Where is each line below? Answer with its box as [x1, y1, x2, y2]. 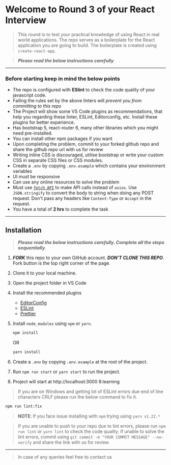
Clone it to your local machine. [12, 270, 77, 276]
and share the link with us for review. [33, 439, 110, 445]
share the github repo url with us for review [12, 147, 103, 153]
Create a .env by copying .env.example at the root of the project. [12, 359, 148, 365]
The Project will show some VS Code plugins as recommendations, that [12, 108, 163, 114]
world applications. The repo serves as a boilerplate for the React [17, 37, 155, 43]
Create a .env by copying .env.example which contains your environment [12, 162, 165, 169]
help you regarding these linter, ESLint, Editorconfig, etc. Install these [12, 114, 158, 120]
